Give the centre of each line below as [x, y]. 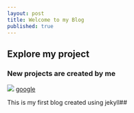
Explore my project [48, 54]
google [25, 89]
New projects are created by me [61, 73]
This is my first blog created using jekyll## [67, 103]
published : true [30, 26]
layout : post [26, 13]
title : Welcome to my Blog [46, 20]
